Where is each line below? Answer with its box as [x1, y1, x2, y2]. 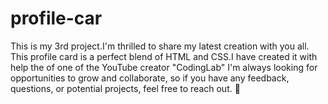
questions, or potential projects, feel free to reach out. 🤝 [10, 82, 241, 94]
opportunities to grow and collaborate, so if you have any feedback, [10, 72, 290, 84]
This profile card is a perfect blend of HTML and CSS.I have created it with [10, 50, 318, 62]
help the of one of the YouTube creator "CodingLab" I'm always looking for [10, 61, 318, 73]
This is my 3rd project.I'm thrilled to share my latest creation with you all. [10, 40, 310, 52]
